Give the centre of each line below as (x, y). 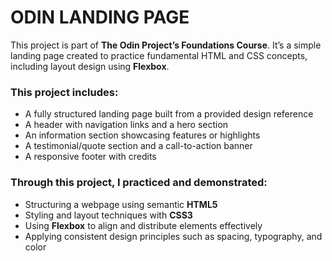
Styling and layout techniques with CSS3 (108, 215)
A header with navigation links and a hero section (126, 125)
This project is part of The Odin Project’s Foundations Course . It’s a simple (166, 45)
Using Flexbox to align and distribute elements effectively (143, 225)
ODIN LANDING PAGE (100, 17)
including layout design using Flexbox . (90, 66)
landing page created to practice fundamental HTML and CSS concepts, (159, 55)
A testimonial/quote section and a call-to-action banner (138, 146)
